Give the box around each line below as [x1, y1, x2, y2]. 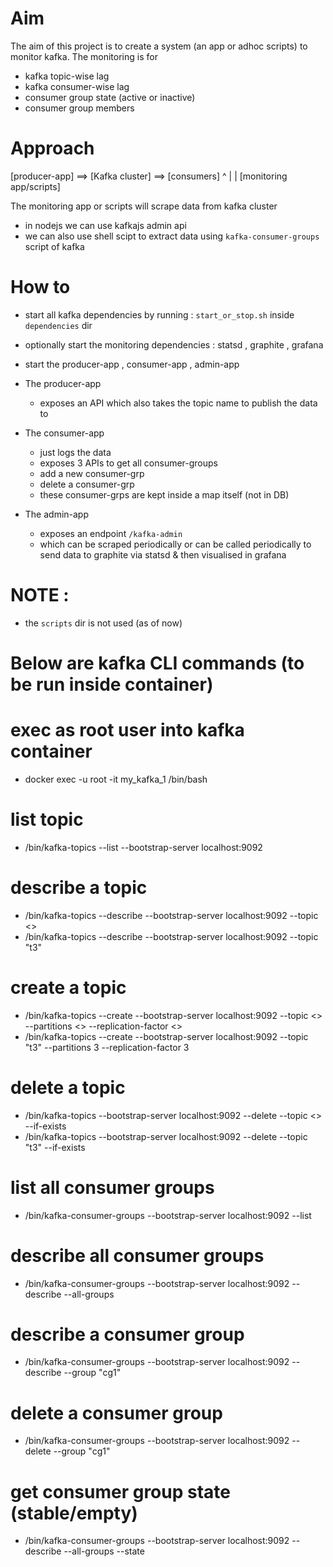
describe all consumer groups [10, 1244, 265, 1267]
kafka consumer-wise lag [24, 80, 130, 92]
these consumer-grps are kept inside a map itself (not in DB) [39, 488, 290, 501]
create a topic [10, 976, 127, 999]
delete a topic [10, 1076, 126, 1099]
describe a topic [10, 877, 148, 899]
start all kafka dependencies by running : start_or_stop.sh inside [24, 308, 295, 321]
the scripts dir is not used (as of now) [24, 617, 183, 629]
